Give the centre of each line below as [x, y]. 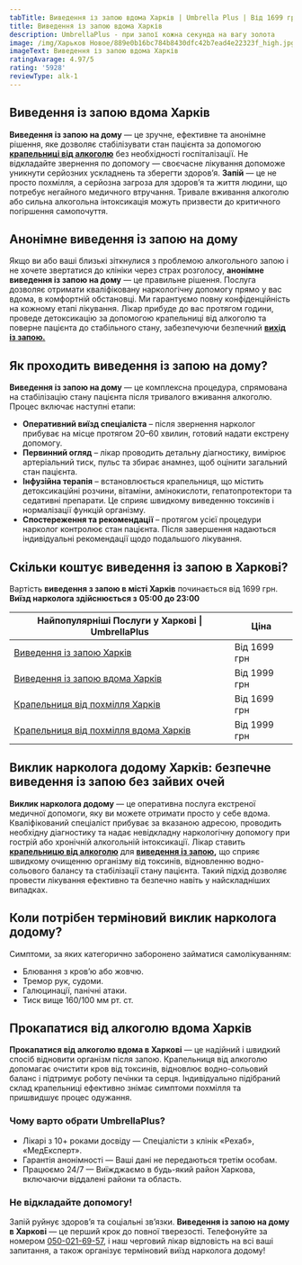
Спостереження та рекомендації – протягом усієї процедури [142, 520]
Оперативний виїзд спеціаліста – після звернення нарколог [139, 424]
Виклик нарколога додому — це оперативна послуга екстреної [133, 803]
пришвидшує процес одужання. [71, 1098]
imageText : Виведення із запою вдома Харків [94, 51]
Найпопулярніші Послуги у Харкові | [120, 620]
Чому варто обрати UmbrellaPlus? [88, 1121]
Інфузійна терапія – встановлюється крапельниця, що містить [143, 482]
